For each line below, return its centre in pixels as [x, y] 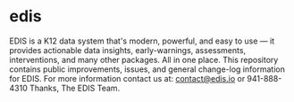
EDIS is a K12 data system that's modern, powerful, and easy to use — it [142, 41]
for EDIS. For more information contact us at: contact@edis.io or [127, 78]
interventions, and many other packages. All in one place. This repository [144, 59]
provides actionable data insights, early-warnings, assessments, [128, 50]
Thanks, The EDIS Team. [75, 88]
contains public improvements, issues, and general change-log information [147, 69]
